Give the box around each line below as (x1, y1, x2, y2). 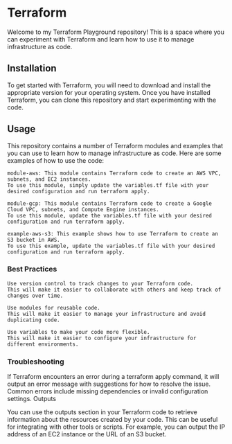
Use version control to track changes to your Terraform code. (7, 280, 194, 287)
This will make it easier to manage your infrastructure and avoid (7, 310, 206, 317)
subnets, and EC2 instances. (7, 175, 91, 183)
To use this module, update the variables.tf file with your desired (7, 212, 213, 219)
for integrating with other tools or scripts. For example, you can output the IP (7, 423, 226, 431)
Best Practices (7, 265, 57, 274)
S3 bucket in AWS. (7, 236, 60, 243)
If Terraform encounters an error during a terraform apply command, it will (7, 373, 220, 381)
